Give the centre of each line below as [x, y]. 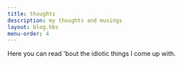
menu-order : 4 [28, 34]
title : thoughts [31, 14]
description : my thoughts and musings [65, 20]
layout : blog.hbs [33, 27]
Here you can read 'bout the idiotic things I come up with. [91, 54]
